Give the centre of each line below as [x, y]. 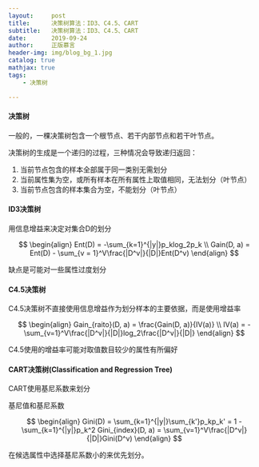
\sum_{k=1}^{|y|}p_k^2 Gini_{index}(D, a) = [92, 430]
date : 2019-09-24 [48, 38]
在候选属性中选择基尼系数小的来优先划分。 [78, 455]
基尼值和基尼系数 [36, 405]
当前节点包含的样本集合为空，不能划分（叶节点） [100, 190]
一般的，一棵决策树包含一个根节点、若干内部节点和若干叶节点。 [113, 135]
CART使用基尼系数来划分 [49, 389]
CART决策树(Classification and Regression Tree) [91, 369]
